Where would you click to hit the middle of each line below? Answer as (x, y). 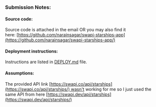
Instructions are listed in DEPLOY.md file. (46, 62)
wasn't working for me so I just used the (111, 89)
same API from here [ (26, 94)
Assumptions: (20, 73)
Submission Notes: (28, 7)
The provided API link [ (28, 84)
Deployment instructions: (31, 51)
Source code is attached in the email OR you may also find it (65, 30)
